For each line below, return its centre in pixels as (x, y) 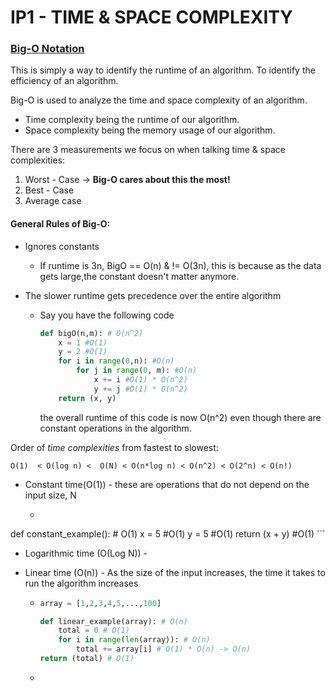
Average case (53, 201)
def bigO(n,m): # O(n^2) (91, 333)
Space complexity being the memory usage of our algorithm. (150, 130)
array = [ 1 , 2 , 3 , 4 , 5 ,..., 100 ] (100, 603)
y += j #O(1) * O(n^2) (140, 389)
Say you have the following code (107, 315)
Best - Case (49, 190)
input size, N (50, 495)
